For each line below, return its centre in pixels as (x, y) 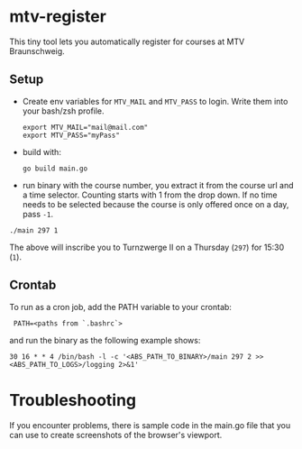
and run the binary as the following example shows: (105, 340)
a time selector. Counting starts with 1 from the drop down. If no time (150, 195)
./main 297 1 (34, 230)
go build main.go (55, 169)
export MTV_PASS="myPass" (71, 135)
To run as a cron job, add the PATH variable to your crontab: (121, 307)
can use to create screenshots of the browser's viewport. (116, 435)
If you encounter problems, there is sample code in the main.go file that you (150, 425)
